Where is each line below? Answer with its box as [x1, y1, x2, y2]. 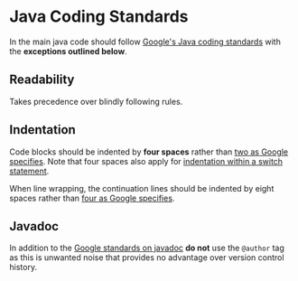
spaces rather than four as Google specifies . [9, 192, 175, 203]
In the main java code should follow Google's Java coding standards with [9, 36, 282, 47]
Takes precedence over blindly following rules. [9, 96, 183, 107]
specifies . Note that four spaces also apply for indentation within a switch [9, 155, 283, 166]
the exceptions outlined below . [9, 45, 128, 56]
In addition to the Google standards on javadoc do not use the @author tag [9, 242, 284, 254]
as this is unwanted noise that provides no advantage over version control [9, 252, 284, 263]
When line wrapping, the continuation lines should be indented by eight [9, 183, 275, 193]
